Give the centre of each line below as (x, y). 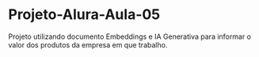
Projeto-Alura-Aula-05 (84, 15)
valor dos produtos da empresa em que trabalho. (88, 44)
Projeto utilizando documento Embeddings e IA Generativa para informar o (130, 36)
